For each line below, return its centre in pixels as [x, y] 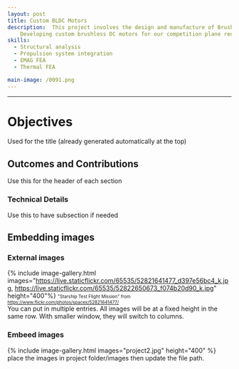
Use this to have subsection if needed [63, 215]
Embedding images [51, 237]
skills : [19, 41]
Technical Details [38, 199]
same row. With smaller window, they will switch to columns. [96, 316]
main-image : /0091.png [41, 80]
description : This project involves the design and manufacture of [111, 27]
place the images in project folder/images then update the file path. [106, 358]
